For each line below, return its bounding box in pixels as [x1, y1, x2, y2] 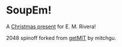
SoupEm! [6, 4, 52, 17]
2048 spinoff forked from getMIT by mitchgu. [6, 34, 117, 41]
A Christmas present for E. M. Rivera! [6, 23, 96, 30]
